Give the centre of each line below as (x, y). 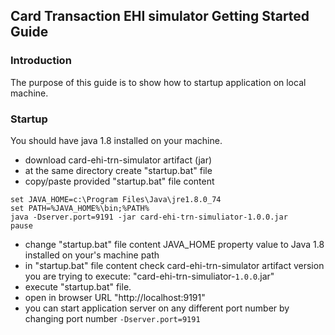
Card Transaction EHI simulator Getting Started (160, 16)
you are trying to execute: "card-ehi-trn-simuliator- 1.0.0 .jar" (149, 276)
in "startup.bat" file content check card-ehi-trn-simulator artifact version (174, 265)
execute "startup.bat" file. (78, 286)
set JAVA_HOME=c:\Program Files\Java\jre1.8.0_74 (116, 199)
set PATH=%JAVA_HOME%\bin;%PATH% (80, 208)
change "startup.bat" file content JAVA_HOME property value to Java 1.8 (174, 244)
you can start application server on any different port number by (157, 308)
